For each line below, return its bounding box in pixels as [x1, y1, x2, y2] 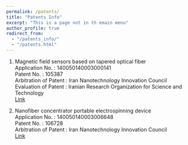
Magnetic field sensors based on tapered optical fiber [14, 57, 146, 65]
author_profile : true [6, 25, 60, 31]
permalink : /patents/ [6, 8, 60, 15]
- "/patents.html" [11, 42, 58, 48]
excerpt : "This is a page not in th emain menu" [6, 20, 129, 25]
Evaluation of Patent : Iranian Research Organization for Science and [14, 83, 183, 90]
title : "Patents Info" [6, 14, 62, 20]
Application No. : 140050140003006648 [14, 113, 114, 120]
